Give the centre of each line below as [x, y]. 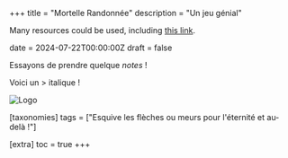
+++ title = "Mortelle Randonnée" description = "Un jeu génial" [126, 13]
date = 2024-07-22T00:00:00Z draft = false [91, 48]
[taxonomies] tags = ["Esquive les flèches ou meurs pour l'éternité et [137, 117]
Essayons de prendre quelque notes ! [78, 65]
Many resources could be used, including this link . [103, 30]
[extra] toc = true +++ [50, 144]
